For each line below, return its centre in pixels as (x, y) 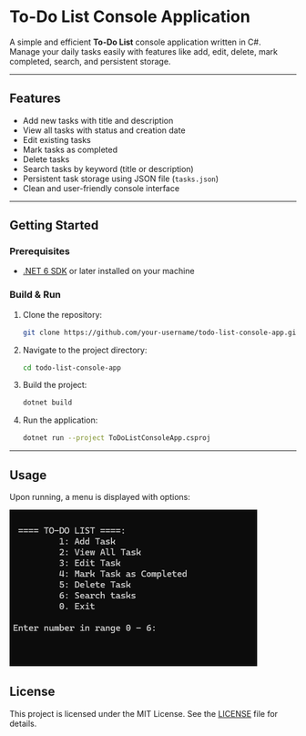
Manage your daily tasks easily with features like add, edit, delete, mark (144, 51)
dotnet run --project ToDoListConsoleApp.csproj (117, 438)
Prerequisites (40, 251)
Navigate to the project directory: (85, 350)
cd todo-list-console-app (71, 368)
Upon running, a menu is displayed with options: (100, 497)
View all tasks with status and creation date (104, 130)
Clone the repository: (62, 314)
